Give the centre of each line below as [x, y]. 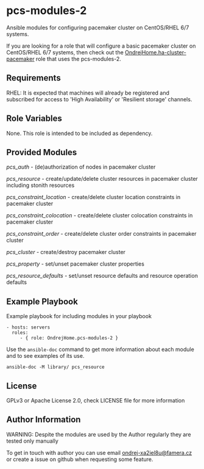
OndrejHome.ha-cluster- [156, 52]
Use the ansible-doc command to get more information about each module [100, 349]
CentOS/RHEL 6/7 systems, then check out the [65, 52]
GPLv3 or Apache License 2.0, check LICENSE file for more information [96, 400]
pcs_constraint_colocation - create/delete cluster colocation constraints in [100, 216]
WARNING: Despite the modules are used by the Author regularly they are [99, 434]
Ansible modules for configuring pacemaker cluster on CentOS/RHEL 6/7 [98, 27]
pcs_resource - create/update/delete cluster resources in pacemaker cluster [102, 179]
